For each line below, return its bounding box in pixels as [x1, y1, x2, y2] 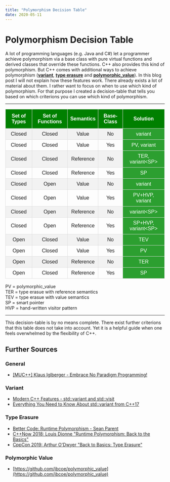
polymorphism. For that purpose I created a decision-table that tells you [5, 88, 155, 94]
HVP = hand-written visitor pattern [5, 305, 77, 311]
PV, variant [131, 142, 156, 148]
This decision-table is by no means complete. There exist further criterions [5, 319, 161, 326]
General [5, 360, 25, 367]
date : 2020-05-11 [5, 12, 42, 17]
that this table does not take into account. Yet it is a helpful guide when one [5, 325, 162, 331]
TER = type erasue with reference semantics [5, 289, 98, 295]
